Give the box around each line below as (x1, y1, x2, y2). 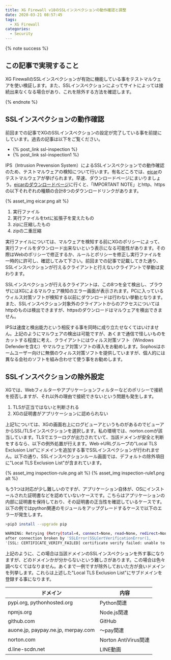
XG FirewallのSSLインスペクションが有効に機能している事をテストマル (5, 76, 153, 82)
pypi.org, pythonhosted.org (8, 599, 73, 606)
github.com (8, 617, 35, 624)
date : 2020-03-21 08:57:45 (5, 12, 63, 17)
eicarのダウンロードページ (14, 181, 69, 187)
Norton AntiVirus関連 (99, 636, 150, 643)
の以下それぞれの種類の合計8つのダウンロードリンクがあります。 (5, 188, 141, 194)
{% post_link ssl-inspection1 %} (12, 151, 79, 157)
